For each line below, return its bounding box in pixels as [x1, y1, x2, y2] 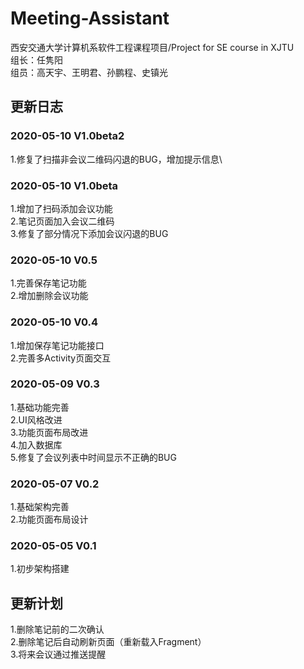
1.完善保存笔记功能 [10, 277, 87, 289]
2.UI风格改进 [10, 413, 63, 426]
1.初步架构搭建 [10, 563, 70, 575]
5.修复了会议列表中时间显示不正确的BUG [10, 451, 177, 463]
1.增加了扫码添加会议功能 [10, 202, 113, 214]
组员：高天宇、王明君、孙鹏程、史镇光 [10, 66, 168, 78]
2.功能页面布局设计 [10, 513, 89, 526]
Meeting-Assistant [10, 7, 170, 30]
